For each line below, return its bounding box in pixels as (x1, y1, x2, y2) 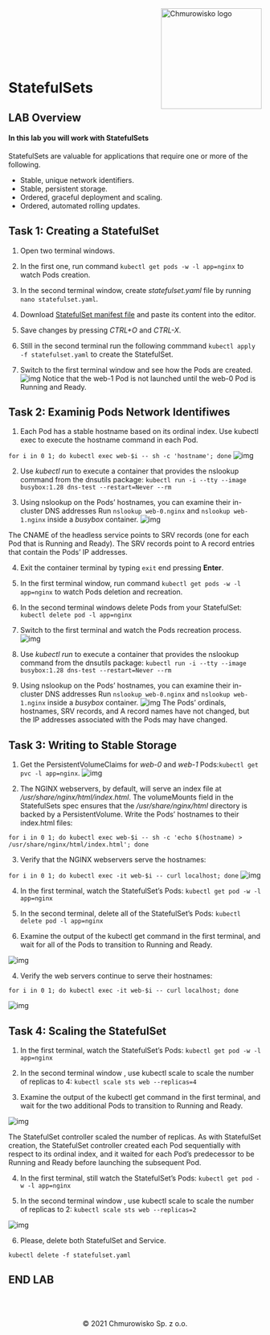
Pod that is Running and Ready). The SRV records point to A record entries (8, 539, 256, 548)
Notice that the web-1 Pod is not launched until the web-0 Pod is (42, 374, 256, 383)
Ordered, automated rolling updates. (19, 200, 141, 210)
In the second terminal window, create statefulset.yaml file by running (19, 285, 252, 295)
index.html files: (19, 818, 73, 828)
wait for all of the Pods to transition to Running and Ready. (19, 940, 213, 949)
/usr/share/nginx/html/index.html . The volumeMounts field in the (19, 792, 234, 802)
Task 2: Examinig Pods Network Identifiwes (8, 405, 231, 419)
